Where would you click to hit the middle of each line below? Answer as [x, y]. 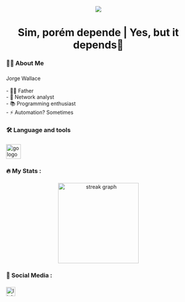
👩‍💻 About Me [25, 63]
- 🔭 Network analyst [30, 97]
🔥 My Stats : [24, 171]
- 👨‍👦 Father [20, 91]
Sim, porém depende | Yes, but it [98, 33]
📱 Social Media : [29, 275]
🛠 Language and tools [39, 130]
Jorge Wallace [23, 78]
